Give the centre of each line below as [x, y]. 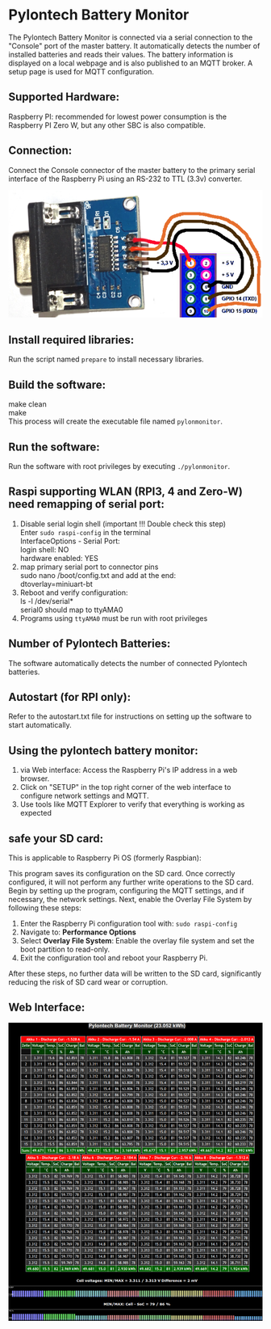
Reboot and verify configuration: [74, 593]
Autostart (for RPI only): [70, 697]
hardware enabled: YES [59, 558]
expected [36, 813]
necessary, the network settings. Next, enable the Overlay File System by [130, 900]
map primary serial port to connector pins [89, 567]
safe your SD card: [56, 838]
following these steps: [45, 908]
